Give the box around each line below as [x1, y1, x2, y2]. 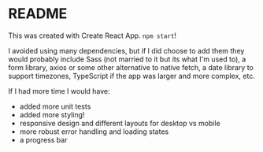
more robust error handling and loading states [19, 127, 169, 136]
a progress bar [19, 135, 68, 144]
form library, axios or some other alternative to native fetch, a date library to [8, 62, 254, 72]
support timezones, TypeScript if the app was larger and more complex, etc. [8, 71, 256, 80]
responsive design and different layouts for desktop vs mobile [19, 118, 220, 128]
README [8, 5, 68, 23]
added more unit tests [19, 102, 91, 111]
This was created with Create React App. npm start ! [8, 31, 177, 40]
